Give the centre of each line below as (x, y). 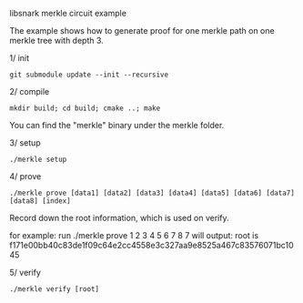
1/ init (20, 58)
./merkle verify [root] (55, 289)
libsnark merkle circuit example (68, 13)
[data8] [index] (40, 201)
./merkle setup (38, 159)
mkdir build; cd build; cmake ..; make (85, 108)
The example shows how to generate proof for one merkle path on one (142, 30)
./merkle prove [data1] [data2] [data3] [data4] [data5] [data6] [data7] (152, 193)
